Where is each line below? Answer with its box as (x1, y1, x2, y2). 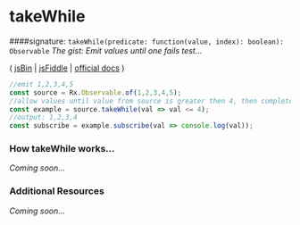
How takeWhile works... (9, 143, 115, 155)
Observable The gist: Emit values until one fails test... (9, 45, 203, 55)
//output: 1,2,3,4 (9, 113, 78, 122)
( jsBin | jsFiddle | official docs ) (9, 62, 125, 73)
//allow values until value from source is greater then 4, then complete (9, 96, 294, 105)
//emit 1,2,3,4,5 (9, 79, 74, 88)
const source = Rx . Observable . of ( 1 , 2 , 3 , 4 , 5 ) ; (9, 87, 182, 97)
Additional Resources (9, 185, 104, 197)
